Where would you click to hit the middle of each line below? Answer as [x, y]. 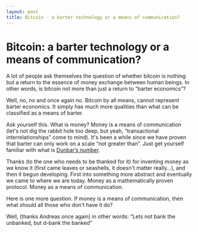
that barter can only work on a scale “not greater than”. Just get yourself [95, 144]
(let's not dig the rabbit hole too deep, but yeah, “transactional [83, 131]
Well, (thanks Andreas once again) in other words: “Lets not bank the [91, 216]
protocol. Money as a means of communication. [65, 187]
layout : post [22, 12]
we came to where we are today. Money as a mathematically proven [90, 181]
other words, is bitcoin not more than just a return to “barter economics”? [96, 89]
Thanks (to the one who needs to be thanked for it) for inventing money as [98, 161]
